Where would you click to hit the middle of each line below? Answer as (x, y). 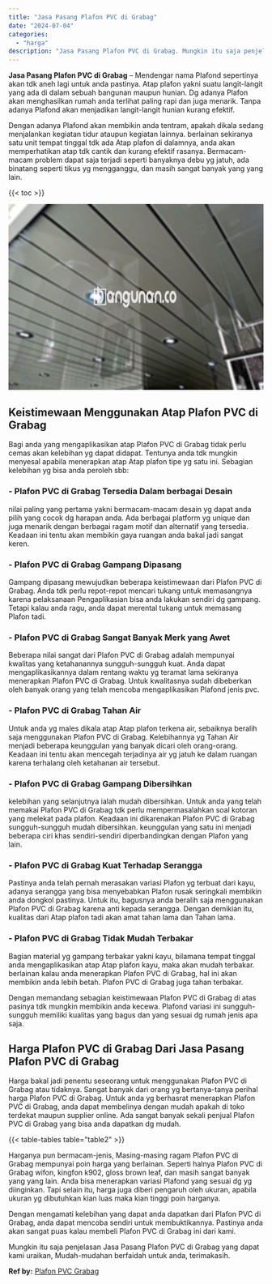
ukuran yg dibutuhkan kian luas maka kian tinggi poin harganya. (115, 1198)
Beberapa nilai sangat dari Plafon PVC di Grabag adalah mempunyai (121, 655)
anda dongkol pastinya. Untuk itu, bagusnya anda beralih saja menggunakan (136, 900)
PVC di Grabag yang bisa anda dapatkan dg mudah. (95, 1124)
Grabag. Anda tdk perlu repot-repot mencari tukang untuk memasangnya (130, 591)
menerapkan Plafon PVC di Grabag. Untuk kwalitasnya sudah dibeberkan (130, 681)
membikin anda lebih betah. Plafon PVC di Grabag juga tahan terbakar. (126, 982)
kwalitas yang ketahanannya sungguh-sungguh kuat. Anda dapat (117, 663)
